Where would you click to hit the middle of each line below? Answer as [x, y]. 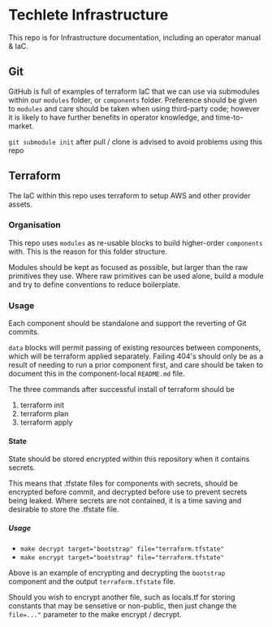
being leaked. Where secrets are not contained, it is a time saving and [125, 501]
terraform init [42, 405]
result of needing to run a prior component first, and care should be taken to [136, 365]
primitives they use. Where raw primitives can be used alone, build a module [136, 276]
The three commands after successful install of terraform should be [122, 390]
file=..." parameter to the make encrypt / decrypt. [95, 615]
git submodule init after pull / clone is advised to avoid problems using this [135, 142]
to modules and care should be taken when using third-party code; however [134, 108]
